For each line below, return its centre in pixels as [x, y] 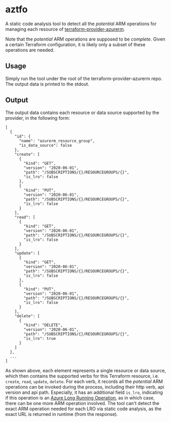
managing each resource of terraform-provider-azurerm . [65, 29]
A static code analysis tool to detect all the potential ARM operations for [81, 24]
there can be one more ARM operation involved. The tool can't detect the [82, 403]
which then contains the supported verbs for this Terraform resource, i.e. [82, 376]
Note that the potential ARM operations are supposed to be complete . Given [85, 39]
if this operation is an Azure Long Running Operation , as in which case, [80, 398]
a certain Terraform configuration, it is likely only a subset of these [76, 44]
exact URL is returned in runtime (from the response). [62, 414]
